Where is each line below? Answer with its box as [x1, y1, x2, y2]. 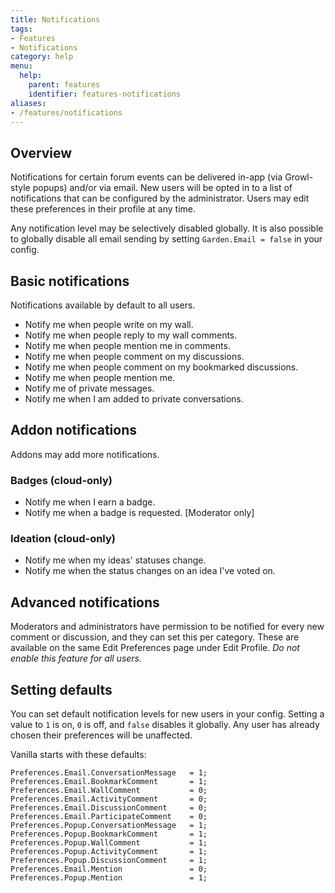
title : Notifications [10, 14, 101, 25]
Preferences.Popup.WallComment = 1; [10, 838, 208, 848]
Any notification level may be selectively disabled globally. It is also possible [10, 222, 324, 235]
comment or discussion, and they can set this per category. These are [10, 631, 300, 643]
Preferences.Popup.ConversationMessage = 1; [10, 821, 208, 831]
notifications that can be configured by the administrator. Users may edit [10, 192, 310, 205]
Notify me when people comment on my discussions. [24, 351, 245, 362]
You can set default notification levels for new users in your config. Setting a [10, 708, 325, 720]
